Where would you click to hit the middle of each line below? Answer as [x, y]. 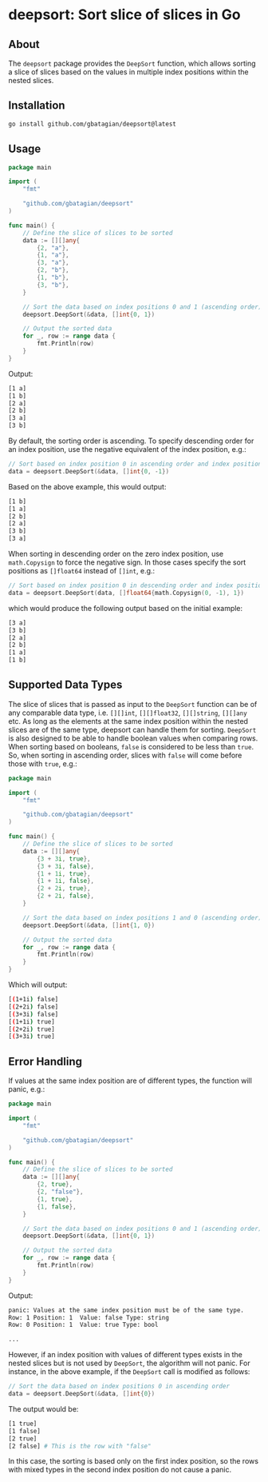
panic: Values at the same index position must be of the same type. [126, 1310]
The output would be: [43, 1408]
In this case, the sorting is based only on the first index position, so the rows [134, 1461]
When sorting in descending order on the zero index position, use [116, 554]
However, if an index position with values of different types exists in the [126, 1355]
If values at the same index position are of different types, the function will [130, 1081]
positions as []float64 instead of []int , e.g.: [82, 571]
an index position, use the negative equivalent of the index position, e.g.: [128, 449]
